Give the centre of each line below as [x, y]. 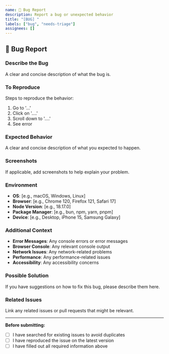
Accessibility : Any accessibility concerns [56, 262]
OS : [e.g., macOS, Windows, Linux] [49, 196]
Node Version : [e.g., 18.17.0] [42, 206]
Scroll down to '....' [32, 119]
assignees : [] [20, 29]
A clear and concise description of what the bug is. [58, 74]
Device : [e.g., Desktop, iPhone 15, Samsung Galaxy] [66, 217]
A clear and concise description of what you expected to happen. [73, 148]
